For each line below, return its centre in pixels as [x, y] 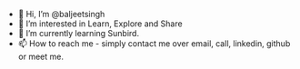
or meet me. [40, 56]
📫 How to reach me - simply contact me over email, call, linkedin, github [154, 44]
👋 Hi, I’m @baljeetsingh [61, 14]
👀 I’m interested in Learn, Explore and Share [100, 24]
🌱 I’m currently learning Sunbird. [78, 33]
